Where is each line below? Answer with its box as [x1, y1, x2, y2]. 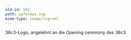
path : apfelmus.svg [5, 12, 46, 17]
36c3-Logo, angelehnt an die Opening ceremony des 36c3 [5, 30, 126, 36]
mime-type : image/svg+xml [5, 16, 59, 21]
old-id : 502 [5, 7, 30, 12]
